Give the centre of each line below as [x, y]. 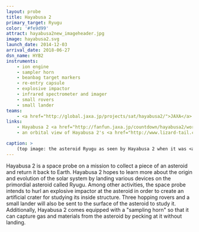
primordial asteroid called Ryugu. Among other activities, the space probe [96, 185]
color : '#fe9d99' [28, 28]
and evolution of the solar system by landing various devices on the [89, 178]
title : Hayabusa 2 [29, 17]
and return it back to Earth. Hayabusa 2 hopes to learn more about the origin [99, 172]
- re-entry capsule [41, 83]
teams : [14, 111]
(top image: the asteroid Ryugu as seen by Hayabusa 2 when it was [102, 149]
